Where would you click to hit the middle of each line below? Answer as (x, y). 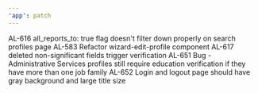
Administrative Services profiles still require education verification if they (127, 64)
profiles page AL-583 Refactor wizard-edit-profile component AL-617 (121, 46)
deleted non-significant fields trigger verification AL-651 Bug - (110, 55)
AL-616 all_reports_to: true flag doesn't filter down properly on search (122, 38)
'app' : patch (30, 15)
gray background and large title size (67, 80)
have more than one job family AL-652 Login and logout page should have (129, 72)
